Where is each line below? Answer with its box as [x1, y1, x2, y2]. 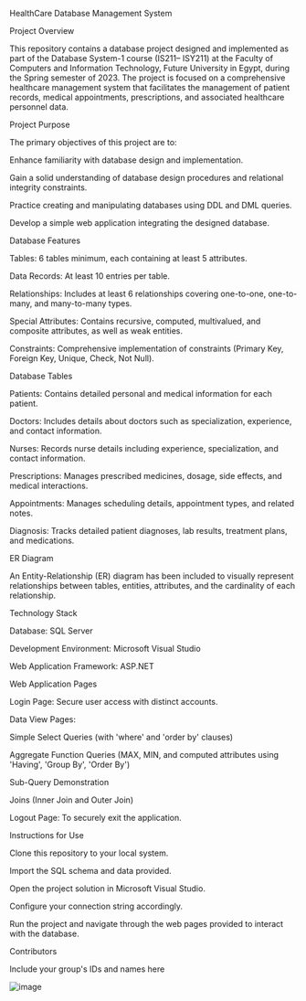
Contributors [9, 946, 58, 956]
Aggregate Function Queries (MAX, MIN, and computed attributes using [9, 750, 280, 760]
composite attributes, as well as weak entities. [9, 325, 183, 336]
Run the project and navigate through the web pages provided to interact [9, 919, 284, 929]
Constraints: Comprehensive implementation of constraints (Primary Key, [9, 343, 284, 354]
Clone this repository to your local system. [9, 847, 169, 858]
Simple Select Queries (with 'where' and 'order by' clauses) [9, 731, 234, 742]
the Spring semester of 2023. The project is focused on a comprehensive [9, 72, 286, 83]
